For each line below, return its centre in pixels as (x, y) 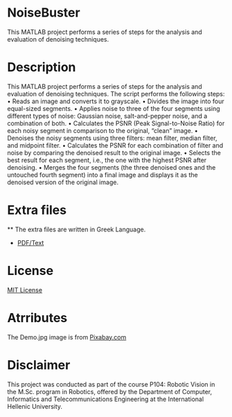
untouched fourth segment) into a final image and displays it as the (103, 175)
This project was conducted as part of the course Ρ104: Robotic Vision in (111, 384)
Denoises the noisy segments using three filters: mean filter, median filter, (112, 138)
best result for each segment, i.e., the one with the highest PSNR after (107, 160)
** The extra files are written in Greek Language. (77, 229)
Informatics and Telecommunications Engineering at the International (106, 399)
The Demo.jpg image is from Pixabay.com (67, 337)
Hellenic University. (35, 406)
